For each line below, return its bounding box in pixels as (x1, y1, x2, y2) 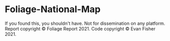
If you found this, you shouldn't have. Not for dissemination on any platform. (5, 20, 165, 26)
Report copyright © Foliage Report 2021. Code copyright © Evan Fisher (5, 25, 156, 31)
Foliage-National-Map (5, 4, 101, 15)
